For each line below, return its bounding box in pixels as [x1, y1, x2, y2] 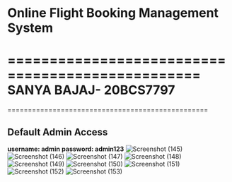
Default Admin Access [7, 126, 108, 138]
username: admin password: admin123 [7, 145, 124, 153]
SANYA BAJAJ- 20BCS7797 [7, 83, 175, 98]
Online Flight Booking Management [7, 5, 219, 21]
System [7, 20, 54, 36]
